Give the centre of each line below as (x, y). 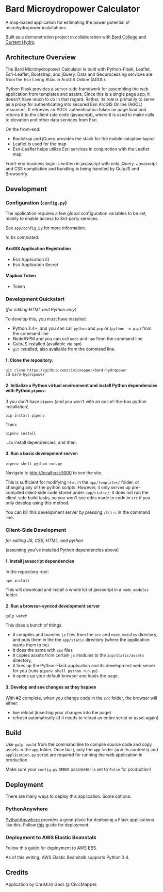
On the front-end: (23, 129)
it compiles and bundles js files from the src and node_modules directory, (85, 635)
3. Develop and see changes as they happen (51, 687)
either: (12, 703)
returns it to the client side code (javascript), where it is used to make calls (80, 115)
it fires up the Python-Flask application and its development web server (84, 666)
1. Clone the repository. (30, 360)
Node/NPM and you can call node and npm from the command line (77, 339)
